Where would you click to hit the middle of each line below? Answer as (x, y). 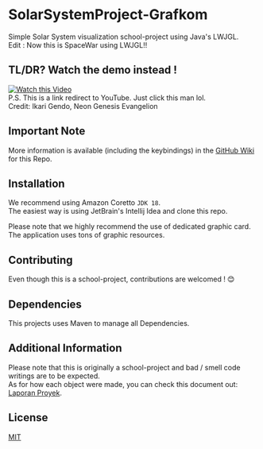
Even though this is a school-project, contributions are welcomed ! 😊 (122, 279)
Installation (37, 183)
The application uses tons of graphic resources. (87, 235)
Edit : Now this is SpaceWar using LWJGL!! (78, 45)
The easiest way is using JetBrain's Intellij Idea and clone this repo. (118, 211)
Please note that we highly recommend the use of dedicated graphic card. (130, 226)
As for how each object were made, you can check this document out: (123, 384)
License (28, 418)
